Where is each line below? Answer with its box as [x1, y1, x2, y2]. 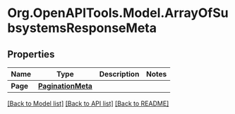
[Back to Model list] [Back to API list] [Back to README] [7, 99, 169, 108]
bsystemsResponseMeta [7, 20, 157, 36]
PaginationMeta [37, 81, 93, 91]
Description [99, 69, 140, 79]
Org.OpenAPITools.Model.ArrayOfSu [7, 5, 229, 21]
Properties [7, 48, 55, 60]
